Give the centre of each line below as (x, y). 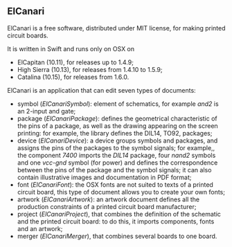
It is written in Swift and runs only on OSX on (71, 48)
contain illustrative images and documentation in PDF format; (104, 177)
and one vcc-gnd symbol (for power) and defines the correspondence (117, 163)
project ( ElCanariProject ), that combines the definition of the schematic (119, 214)
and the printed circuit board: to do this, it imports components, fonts (116, 221)
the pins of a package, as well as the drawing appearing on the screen (117, 126)
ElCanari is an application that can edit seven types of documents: (101, 90)
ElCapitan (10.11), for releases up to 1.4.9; (75, 62)
